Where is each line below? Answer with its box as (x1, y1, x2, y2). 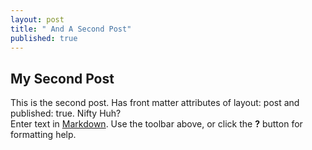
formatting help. (10, 129, 77, 141)
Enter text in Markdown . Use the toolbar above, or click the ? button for (10, 118, 303, 130)
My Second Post (10, 70, 115, 87)
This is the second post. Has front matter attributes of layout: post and (10, 97, 300, 109)
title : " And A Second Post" (10, 24, 132, 34)
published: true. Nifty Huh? (10, 107, 122, 120)
